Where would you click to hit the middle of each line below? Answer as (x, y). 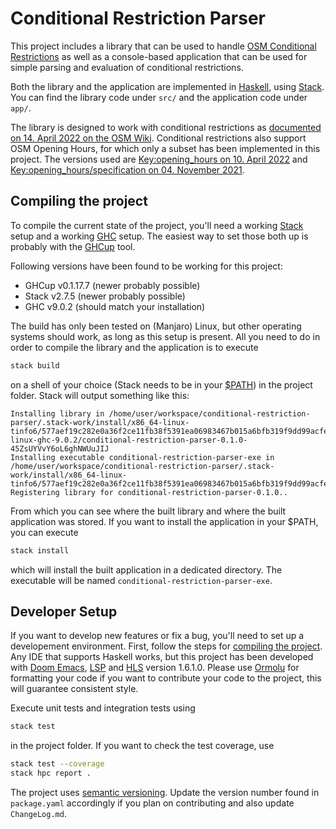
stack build (35, 365)
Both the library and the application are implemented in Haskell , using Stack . (167, 86)
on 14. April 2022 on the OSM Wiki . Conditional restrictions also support (158, 138)
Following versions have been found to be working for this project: (146, 266)
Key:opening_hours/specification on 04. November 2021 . (127, 169)
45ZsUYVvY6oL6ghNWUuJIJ (60, 448)
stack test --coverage (57, 764)
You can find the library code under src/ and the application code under (159, 97)
